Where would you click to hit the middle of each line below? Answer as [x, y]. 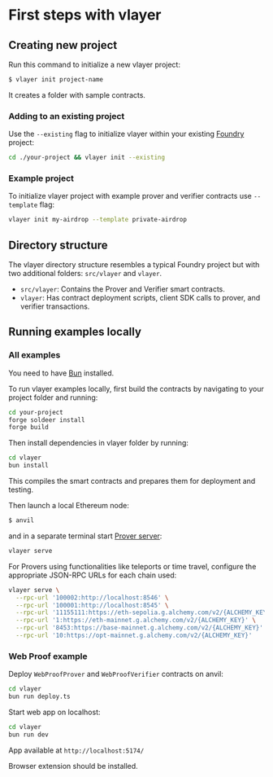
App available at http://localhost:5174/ [76, 750]
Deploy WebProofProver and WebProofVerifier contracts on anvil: [116, 674]
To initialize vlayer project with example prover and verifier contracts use [130, 196]
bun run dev [28, 735]
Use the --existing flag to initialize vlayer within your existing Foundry [126, 134]
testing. [21, 489]
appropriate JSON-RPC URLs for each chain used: [93, 575]
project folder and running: [53, 397]
